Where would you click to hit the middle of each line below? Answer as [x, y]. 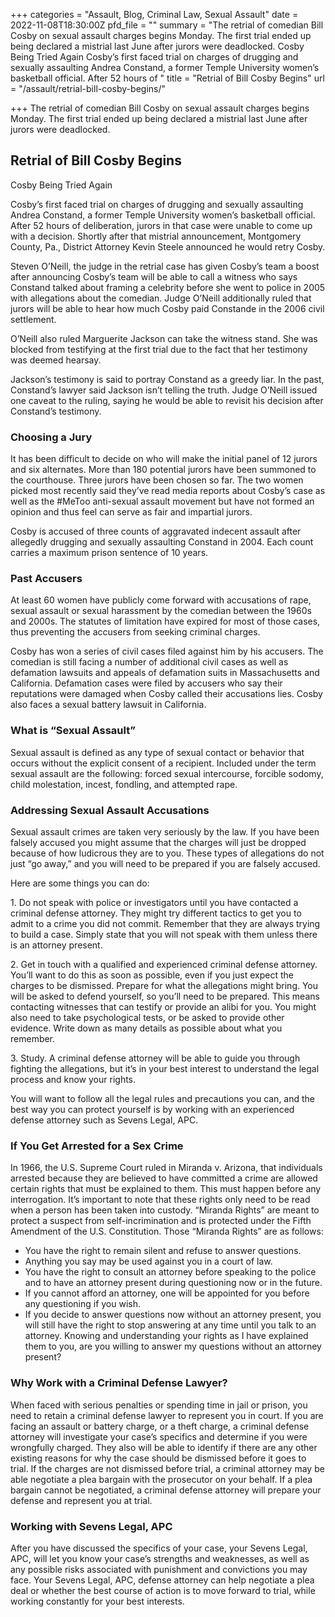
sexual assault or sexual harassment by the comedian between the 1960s [161, 611]
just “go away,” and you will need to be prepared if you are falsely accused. [165, 863]
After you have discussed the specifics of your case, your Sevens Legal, [159, 1548]
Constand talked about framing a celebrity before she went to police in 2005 [168, 287]
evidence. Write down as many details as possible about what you [146, 1028]
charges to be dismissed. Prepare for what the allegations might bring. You [164, 985]
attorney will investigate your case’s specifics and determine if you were [159, 1436]
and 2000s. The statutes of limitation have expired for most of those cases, [165, 621]
